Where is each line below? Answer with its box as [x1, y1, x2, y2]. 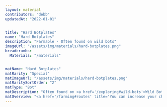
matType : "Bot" [5, 85, 37, 90]
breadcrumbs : [5, 48, 32, 53]
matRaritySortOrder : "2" [5, 80, 57, 85]
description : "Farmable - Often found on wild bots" [5, 39, 117, 44]
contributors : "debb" [5, 12, 50, 17]
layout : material [5, 7, 41, 12]
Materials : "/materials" [9, 53, 61, 58]
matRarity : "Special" [5, 71, 50, 76]
